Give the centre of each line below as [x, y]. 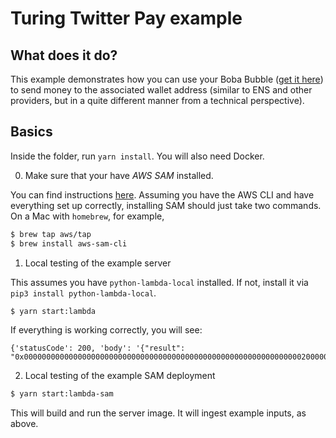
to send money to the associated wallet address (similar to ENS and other [161, 90]
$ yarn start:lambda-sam [62, 394]
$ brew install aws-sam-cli [69, 243]
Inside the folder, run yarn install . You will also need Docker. [137, 156]
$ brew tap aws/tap [51, 234]
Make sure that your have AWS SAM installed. [119, 175]
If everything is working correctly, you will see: [106, 330]
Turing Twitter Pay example [126, 18]
